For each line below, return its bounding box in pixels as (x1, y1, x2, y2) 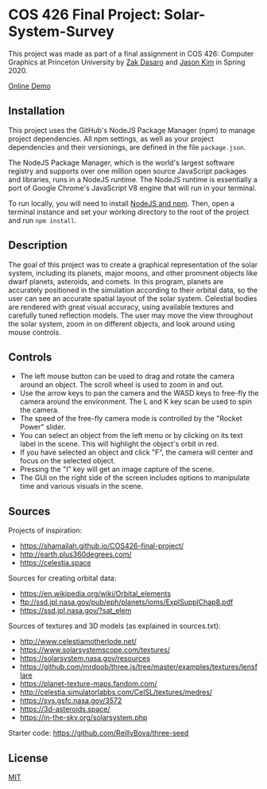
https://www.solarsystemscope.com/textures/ (19, 645, 171, 654)
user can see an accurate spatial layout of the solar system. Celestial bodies (8, 293, 257, 303)
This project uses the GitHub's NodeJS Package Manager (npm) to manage (8, 125, 256, 135)
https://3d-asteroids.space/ (19, 705, 110, 714)
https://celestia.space (19, 558, 91, 568)
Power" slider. (19, 422, 66, 432)
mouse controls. (8, 327, 61, 337)
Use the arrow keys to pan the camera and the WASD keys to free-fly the (19, 389, 260, 398)
